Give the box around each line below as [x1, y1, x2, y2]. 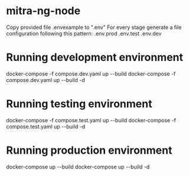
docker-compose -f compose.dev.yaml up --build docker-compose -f [6, 70, 176, 77]
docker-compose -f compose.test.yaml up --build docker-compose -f [6, 116, 176, 123]
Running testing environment [6, 97, 152, 110]
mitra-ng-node [6, 4, 81, 18]
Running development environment [6, 51, 184, 64]
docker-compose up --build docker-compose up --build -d [6, 163, 150, 170]
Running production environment [6, 144, 172, 157]
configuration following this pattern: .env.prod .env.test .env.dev [6, 30, 162, 37]
